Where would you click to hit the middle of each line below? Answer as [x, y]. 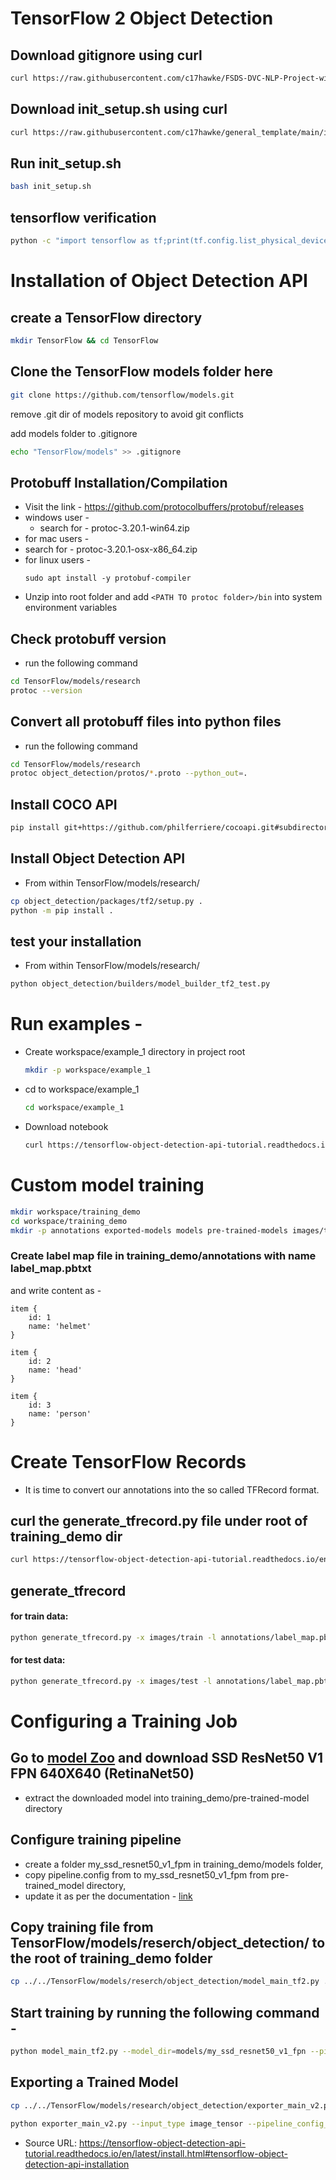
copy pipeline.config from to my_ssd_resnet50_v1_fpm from [147, 1874]
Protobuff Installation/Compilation [119, 482]
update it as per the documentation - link [108, 1896]
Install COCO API [64, 804]
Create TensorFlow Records [128, 1461]
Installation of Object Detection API [159, 281]
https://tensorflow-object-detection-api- [162, 2143]
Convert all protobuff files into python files [146, 722]
